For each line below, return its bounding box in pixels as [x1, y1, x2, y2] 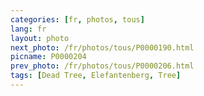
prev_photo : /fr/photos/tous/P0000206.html [10, 61, 195, 71]
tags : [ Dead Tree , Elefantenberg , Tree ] [10, 71, 182, 81]
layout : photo [10, 33, 70, 43]
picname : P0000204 [10, 52, 87, 62]
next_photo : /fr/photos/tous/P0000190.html [10, 42, 195, 53]
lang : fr [10, 24, 47, 34]
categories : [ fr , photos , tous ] [10, 14, 145, 25]
